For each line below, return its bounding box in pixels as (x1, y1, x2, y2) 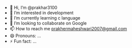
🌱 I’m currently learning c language (9, 15, 81, 21)
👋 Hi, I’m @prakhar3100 (9, 5, 58, 10)
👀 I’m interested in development (9, 10, 74, 16)
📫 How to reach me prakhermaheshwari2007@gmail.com (9, 26, 127, 31)
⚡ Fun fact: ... (9, 38, 37, 44)
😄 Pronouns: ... (9, 33, 42, 39)
